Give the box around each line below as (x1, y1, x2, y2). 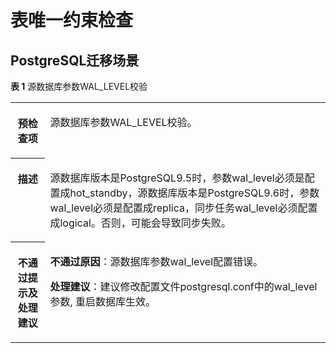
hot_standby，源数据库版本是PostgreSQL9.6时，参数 (69, 186, 320, 200)
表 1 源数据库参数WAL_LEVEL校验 (10, 81, 148, 92)
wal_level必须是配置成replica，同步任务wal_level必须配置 (49, 201, 318, 215)
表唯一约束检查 (10, 9, 134, 32)
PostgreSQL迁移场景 (10, 52, 140, 69)
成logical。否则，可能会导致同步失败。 (49, 216, 232, 230)
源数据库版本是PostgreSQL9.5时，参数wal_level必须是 (49, 171, 305, 185)
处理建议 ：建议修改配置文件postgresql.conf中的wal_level (49, 279, 318, 293)
